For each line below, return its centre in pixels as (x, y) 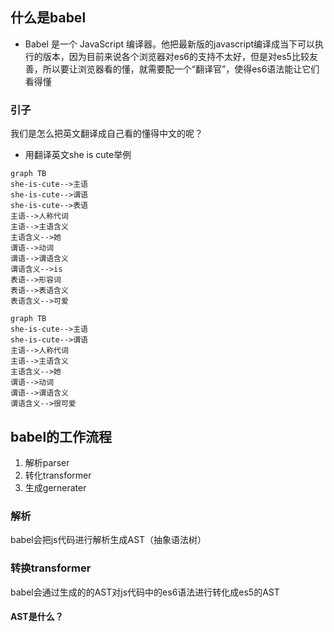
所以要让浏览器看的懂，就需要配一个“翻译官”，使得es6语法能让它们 (181, 69)
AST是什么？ (37, 617)
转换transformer (51, 568)
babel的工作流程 (61, 436)
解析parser (47, 462)
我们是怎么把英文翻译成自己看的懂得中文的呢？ (106, 134)
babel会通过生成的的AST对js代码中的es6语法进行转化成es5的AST (145, 592)
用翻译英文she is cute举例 (78, 155)
